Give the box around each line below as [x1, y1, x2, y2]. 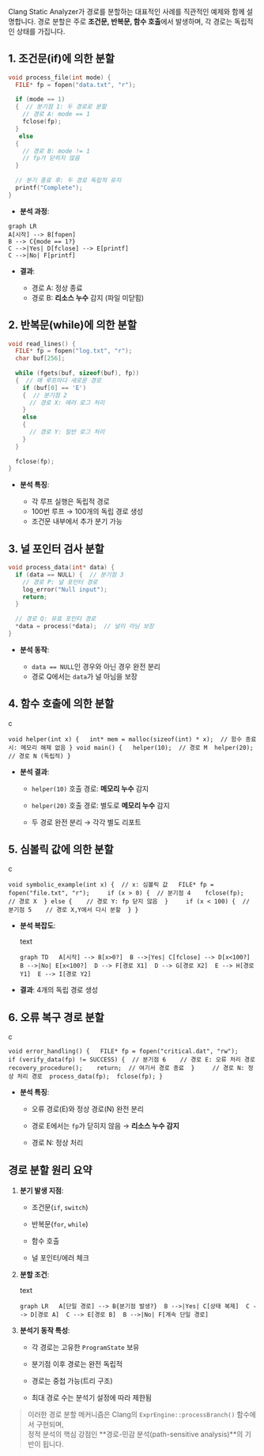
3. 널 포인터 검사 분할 [8, 542, 104, 555]
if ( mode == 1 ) [15, 96, 66, 104]
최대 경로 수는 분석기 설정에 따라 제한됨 [31, 1393, 153, 1402]
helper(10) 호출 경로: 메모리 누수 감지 [31, 784, 149, 793]
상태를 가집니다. [16, 27, 66, 36]
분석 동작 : [19, 645, 50, 654]
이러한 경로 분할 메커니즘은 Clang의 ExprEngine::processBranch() [27, 1410, 236, 1420]
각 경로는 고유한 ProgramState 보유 [31, 1343, 140, 1352]
